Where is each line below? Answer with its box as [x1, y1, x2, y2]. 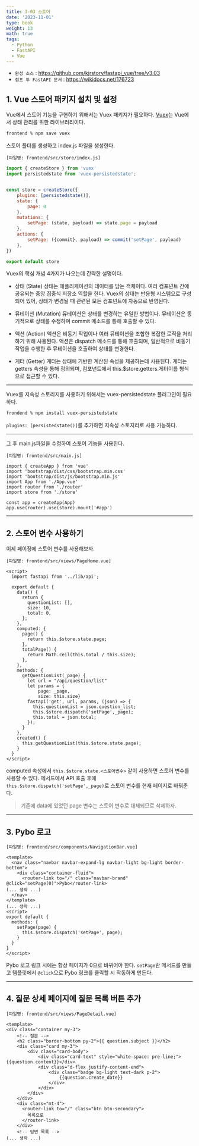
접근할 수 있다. [25, 372, 59, 380]
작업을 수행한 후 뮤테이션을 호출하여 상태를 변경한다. [14, 345, 135, 352]
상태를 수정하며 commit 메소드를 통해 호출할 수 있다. [35, 318, 156, 325]
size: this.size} [37, 694, 81, 700]
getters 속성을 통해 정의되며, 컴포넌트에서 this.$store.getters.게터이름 [14, 365, 178, 372]
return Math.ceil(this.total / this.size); [27, 652, 136, 658]
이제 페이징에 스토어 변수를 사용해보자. [6, 545, 95, 552]
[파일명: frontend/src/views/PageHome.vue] [6, 558, 111, 564]
